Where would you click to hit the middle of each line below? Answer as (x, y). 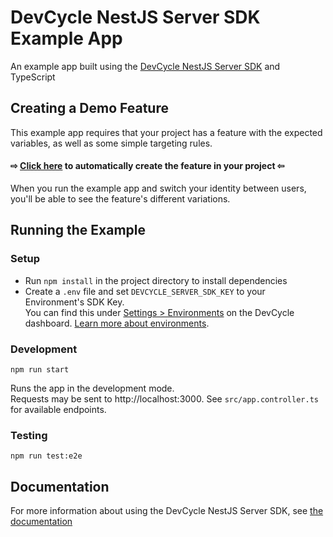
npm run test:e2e (46, 456)
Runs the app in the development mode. (92, 388)
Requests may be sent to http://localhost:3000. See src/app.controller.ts (164, 398)
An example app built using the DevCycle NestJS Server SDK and (145, 66)
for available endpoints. (58, 409)
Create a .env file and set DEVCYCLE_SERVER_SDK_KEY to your (145, 291)
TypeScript (33, 77)
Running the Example (78, 230)
